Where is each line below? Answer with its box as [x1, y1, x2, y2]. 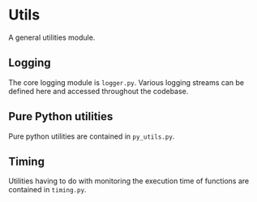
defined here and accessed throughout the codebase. [8, 86, 189, 96]
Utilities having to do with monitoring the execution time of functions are [8, 176, 250, 186]
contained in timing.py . [8, 185, 87, 195]
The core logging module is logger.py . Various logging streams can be [8, 77, 245, 87]
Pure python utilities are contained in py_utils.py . [8, 131, 175, 141]
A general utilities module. [8, 32, 96, 42]
